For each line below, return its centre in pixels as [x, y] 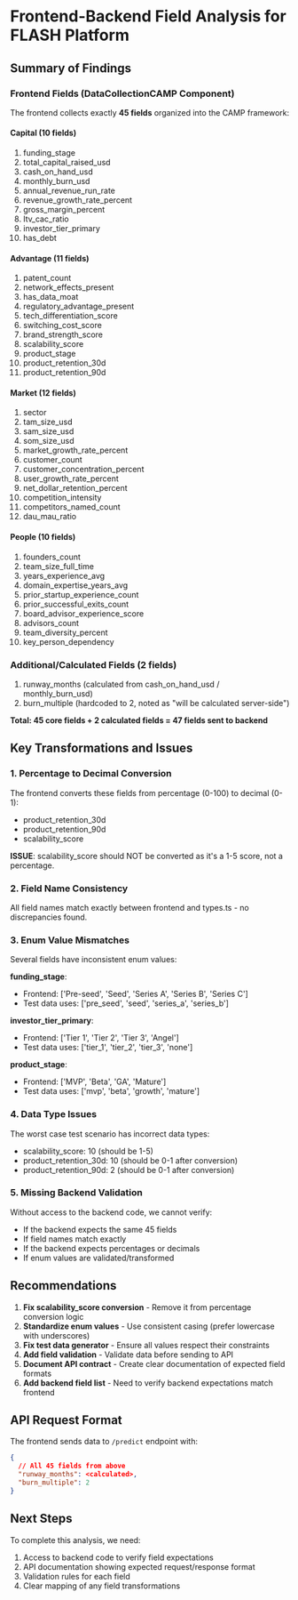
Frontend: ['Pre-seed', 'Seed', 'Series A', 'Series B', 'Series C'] [136, 994]
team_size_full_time [58, 566]
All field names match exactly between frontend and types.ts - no [129, 907]
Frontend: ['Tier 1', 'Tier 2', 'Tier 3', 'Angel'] [101, 1038]
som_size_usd [48, 441]
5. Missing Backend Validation [76, 1193]
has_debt [39, 238]
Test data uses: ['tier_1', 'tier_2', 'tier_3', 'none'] [108, 1048]
